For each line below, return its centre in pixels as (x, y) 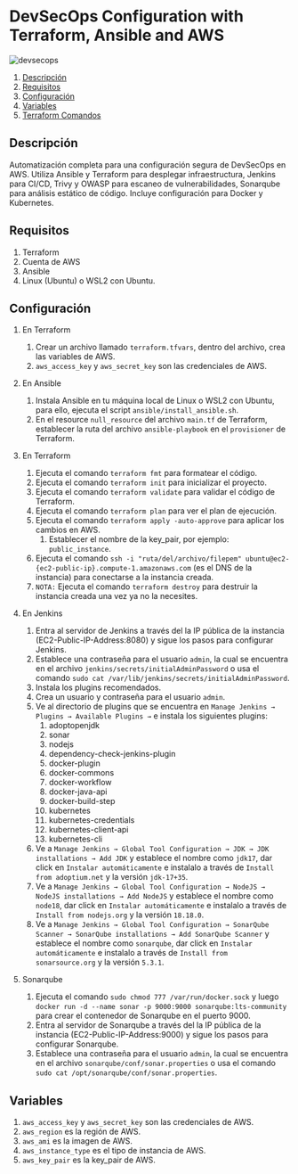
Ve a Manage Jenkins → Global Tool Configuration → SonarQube (152, 924)
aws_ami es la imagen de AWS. (77, 1141)
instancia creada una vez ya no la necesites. (117, 596)
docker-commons (81, 773)
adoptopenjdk (74, 726)
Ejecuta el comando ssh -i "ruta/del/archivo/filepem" (138, 558)
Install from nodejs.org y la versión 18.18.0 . (120, 915)
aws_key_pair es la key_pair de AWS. (89, 1160)
